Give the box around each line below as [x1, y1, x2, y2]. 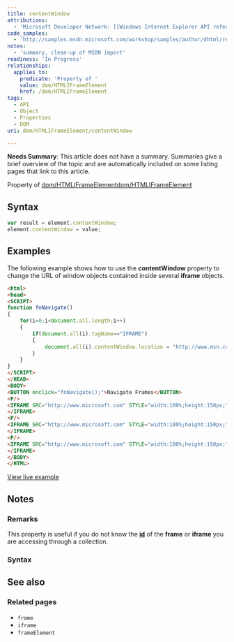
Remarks [7, 514, 38, 524]
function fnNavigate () [7, 305, 73, 312]
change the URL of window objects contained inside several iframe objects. [7, 271, 225, 279]
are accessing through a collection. [7, 537, 109, 546]
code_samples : [7, 29, 49, 37]
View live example [7, 473, 59, 481]
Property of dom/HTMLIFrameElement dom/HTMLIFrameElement [7, 181, 193, 189]
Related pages [7, 597, 57, 607]
